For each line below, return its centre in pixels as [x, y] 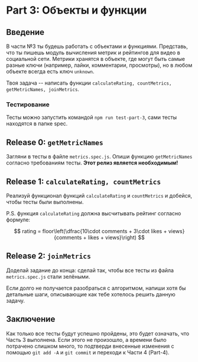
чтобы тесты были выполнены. [45, 202]
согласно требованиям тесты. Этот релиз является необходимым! [92, 163]
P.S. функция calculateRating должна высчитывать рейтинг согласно [94, 213]
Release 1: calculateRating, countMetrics [84, 181]
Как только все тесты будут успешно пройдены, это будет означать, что [98, 333]
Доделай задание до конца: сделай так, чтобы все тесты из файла [90, 270]
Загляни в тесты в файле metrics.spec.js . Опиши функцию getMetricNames [99, 157]
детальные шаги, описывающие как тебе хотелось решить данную [91, 294]
